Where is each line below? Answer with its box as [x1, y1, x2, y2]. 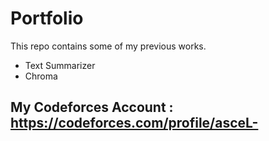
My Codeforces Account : [10, 99, 174, 116]
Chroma [24, 70, 58, 82]
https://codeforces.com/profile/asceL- [10, 115, 259, 132]
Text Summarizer [24, 59, 96, 71]
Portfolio [10, 7, 84, 30]
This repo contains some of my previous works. [10, 40, 207, 52]
